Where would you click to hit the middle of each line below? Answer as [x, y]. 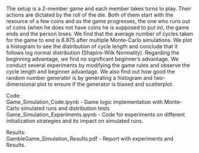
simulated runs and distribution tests [65, 108]
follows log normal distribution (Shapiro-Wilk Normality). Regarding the [93, 52]
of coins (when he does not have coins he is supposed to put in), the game [98, 27]
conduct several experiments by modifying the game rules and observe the [98, 65]
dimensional [21, 84]
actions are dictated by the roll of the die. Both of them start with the [90, 15]
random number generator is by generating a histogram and [79, 78]
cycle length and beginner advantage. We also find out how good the [91, 71]
